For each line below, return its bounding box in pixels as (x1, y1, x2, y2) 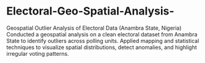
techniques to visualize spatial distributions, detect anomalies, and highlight (6, 44, 197, 51)
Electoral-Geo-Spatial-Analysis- (6, 4, 174, 18)
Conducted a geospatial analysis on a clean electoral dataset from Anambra (6, 30, 198, 38)
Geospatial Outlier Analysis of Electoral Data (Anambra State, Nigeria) (6, 24, 182, 31)
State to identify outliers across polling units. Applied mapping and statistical (6, 37, 199, 44)
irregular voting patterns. (6, 50, 69, 57)
